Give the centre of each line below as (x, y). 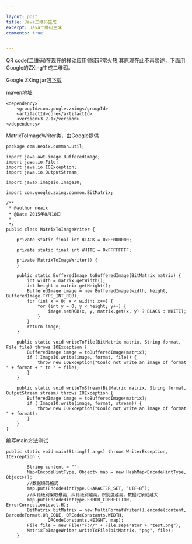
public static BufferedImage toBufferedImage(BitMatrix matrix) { (99, 276)
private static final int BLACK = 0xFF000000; (74, 240)
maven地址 (19, 93)
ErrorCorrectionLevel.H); (37, 505)
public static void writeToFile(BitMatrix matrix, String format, (99, 342)
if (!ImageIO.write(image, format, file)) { (82, 358)
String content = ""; (53, 467)
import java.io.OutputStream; (43, 172)
